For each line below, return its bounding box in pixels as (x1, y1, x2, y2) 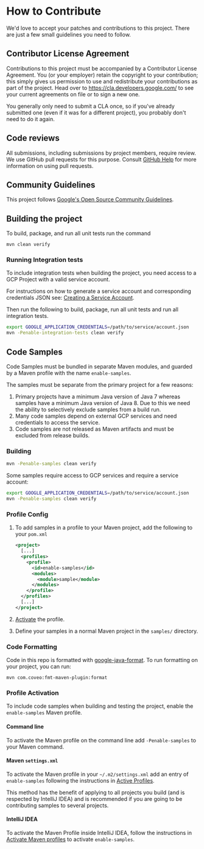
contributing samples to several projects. (6, 801, 109, 809)
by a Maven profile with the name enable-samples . (6, 370, 132, 377)
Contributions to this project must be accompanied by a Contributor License (6, 65, 197, 72)
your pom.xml (15, 530, 47, 538)
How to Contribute (6, 4, 102, 18)
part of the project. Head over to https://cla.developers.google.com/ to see (6, 84, 194, 91)
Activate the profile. (15, 615, 65, 622)
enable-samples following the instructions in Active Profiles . (6, 777, 155, 784)
